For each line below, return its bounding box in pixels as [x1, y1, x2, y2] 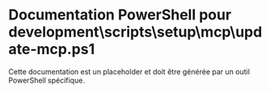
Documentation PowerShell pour [8, 6, 232, 24]
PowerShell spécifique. [8, 75, 85, 85]
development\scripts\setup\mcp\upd [8, 23, 263, 41]
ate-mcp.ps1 [8, 40, 95, 58]
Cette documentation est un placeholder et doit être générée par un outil [8, 66, 251, 76]
